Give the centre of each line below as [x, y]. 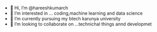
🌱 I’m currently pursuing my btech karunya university [65, 19]
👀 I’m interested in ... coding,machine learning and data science [76, 13]
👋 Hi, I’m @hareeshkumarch [39, 8]
